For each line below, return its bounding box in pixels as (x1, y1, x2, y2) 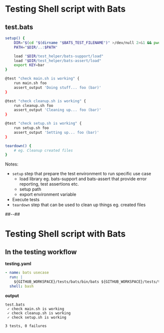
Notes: (5, 161, 19, 167)
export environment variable (19, 191, 77, 197)
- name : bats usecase (5, 270, 49, 275)
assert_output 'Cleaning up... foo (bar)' (14, 107, 102, 113)
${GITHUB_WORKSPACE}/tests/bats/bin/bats (14, 279, 99, 284)
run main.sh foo (14, 81, 47, 85)
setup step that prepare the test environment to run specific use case (12, 171, 151, 177)
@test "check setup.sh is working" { (5, 121, 82, 126)
